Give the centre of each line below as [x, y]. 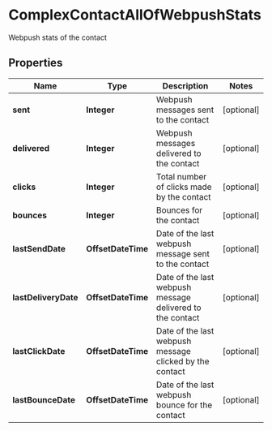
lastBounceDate [44, 399]
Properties [36, 63]
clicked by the [183, 361]
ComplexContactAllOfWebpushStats [135, 15]
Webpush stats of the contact [58, 37]
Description [185, 85]
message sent [183, 253]
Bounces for [180, 210]
